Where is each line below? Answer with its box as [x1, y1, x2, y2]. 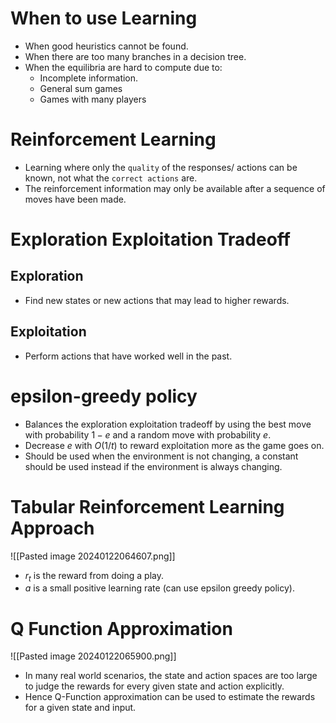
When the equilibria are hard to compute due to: [24, 61, 223, 73]
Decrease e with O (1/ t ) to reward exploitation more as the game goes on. [24, 439, 325, 451]
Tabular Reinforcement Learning [10, 495, 285, 518]
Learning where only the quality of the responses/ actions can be [24, 161, 298, 173]
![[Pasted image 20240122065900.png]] [10, 650, 177, 662]
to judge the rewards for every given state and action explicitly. [24, 680, 285, 692]
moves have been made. [24, 193, 127, 205]
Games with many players [39, 93, 147, 105]
